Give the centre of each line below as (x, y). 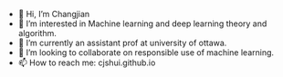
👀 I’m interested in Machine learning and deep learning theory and (142, 24)
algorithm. (37, 33)
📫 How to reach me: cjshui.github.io (87, 63)
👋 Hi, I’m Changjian (54, 14)
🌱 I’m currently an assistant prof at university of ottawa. (122, 43)
